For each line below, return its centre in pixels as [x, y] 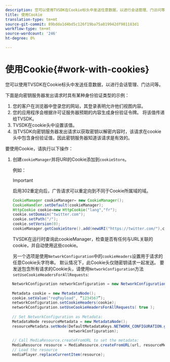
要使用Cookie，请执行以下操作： [39, 148]
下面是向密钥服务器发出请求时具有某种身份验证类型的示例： [67, 95]
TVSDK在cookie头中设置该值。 [45, 125]
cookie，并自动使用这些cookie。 [47, 245]
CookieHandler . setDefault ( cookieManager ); [58, 205]
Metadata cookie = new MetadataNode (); [54, 293]
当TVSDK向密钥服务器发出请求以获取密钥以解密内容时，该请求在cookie [87, 131]
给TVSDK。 [25, 119]
